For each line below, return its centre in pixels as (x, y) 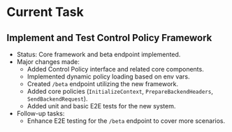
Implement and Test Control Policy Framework (109, 38)
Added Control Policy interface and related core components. (115, 69)
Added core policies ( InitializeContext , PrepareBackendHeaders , (120, 91)
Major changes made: (48, 62)
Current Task (45, 12)
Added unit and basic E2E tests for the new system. (101, 106)
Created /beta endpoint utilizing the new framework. (103, 84)
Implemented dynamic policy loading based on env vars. (108, 76)
